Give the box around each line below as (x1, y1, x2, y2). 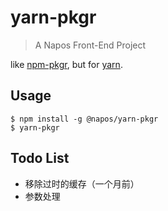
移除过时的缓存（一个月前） (24, 177, 140, 190)
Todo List (10, 150, 70, 167)
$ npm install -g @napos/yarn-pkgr (10, 114, 159, 124)
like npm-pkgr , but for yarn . (10, 58, 123, 70)
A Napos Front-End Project (34, 39, 147, 51)
